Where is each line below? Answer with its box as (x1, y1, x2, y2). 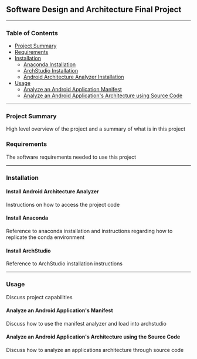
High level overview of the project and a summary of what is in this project (6, 125, 186, 132)
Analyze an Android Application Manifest (23, 86, 122, 93)
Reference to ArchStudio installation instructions (6, 260, 123, 267)
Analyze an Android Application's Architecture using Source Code (23, 92, 183, 99)
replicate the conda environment (6, 234, 85, 241)
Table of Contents (6, 29, 59, 37)
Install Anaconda (6, 214, 49, 221)
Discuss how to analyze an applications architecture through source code (6, 346, 184, 353)
